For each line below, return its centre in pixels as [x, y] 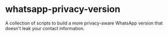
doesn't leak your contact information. [45, 28]
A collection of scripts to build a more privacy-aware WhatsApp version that [84, 23]
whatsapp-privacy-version [63, 9]
